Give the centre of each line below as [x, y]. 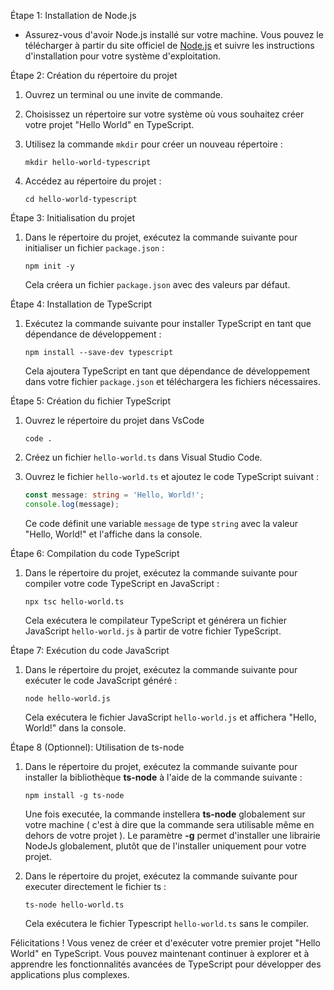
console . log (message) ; [72, 504]
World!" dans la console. [75, 727]
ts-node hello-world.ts [74, 905]
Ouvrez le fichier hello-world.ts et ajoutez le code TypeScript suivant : [171, 476]
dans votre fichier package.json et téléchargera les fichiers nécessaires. [172, 381]
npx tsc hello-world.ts [74, 601]
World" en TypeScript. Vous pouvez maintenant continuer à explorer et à [160, 953]
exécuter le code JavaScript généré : [101, 680]
